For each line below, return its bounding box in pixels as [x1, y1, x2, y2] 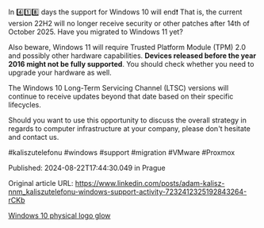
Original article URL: [8, 179, 74, 187]
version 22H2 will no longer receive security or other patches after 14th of [8, 19, 250, 28]
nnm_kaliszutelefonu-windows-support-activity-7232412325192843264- [8, 187, 247, 196]
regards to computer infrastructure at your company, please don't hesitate [8, 124, 251, 133]
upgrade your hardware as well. [8, 68, 113, 77]
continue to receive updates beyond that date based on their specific [8, 91, 234, 101]
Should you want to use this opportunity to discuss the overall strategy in [8, 115, 247, 125]
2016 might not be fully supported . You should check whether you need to [8, 60, 254, 68]
